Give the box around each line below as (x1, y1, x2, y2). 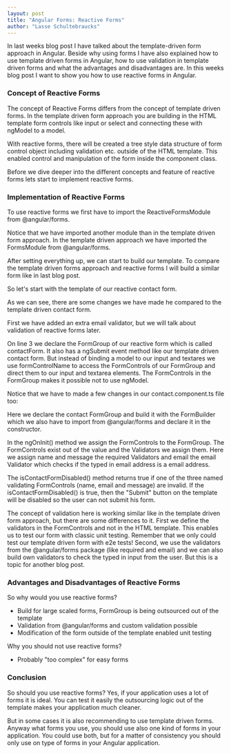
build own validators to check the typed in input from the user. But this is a (7, 553, 219, 561)
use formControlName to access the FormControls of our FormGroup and (7, 361, 216, 369)
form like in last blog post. (7, 271, 81, 280)
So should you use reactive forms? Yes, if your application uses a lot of (7, 688, 209, 697)
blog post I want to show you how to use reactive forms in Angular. (7, 71, 197, 79)
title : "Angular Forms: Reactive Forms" (7, 17, 125, 23)
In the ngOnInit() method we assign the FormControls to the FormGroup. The (7, 438, 225, 446)
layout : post (7, 10, 45, 17)
